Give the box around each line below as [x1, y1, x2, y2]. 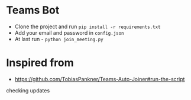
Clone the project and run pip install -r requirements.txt [14, 23, 161, 30]
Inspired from [6, 56, 74, 69]
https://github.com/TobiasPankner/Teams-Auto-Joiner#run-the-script [14, 75, 185, 82]
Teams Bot [6, 4, 60, 17]
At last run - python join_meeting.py [14, 35, 103, 42]
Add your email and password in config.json [14, 29, 124, 36]
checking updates [6, 86, 50, 94]
